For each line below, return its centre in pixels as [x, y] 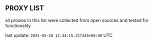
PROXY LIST [24, 8]
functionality [18, 25]
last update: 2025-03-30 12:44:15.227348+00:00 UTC [59, 35]
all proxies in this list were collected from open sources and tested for [77, 20]
